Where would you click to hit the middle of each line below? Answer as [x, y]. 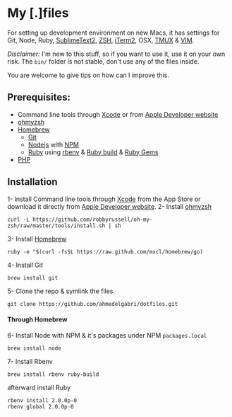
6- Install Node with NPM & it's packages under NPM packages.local [107, 335]
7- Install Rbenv [30, 361]
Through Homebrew [37, 319]
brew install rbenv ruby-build [53, 374]
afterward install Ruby [39, 387]
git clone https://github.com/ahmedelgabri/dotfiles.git [93, 304]
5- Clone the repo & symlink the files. [61, 291]
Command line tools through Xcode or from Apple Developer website [118, 114]
